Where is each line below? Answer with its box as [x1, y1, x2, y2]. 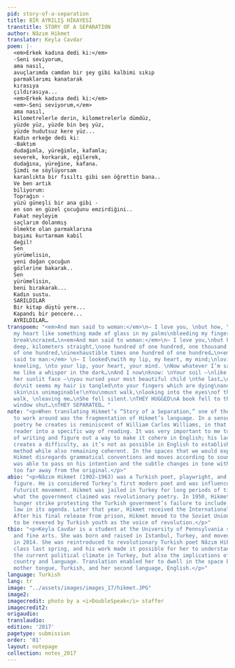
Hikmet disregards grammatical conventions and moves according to [13, 454, 215, 461]
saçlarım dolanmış [13, 219, 68, 226]
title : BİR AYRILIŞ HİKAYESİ [7, 17, 92, 24]
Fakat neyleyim [13, 213, 58, 220]
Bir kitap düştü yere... [13, 304, 86, 311]
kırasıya [13, 82, 39, 89]
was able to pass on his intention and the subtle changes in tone [13, 460, 215, 467]
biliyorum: [13, 187, 45, 194]
